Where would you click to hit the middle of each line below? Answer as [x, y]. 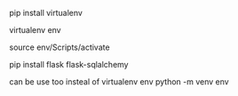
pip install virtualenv [46, 13]
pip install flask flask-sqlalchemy [69, 64]
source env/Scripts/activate [59, 47]
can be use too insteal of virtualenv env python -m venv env [119, 82]
